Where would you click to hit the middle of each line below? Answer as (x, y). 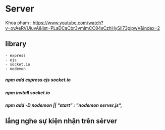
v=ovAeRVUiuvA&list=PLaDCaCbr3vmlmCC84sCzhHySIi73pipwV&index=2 (83, 28)
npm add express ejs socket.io (38, 80)
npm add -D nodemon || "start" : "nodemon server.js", (64, 105)
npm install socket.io (28, 92)
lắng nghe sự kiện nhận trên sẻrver (61, 121)
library (16, 44)
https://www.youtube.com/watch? (68, 23)
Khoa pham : (18, 23)
